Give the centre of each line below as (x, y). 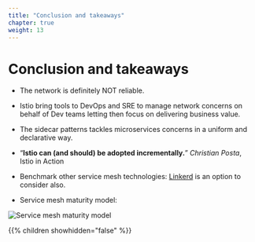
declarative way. (46, 137)
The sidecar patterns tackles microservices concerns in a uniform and (133, 130)
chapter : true (31, 23)
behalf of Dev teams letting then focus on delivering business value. (130, 114)
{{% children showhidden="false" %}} (70, 231)
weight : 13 (26, 30)
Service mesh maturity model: (68, 200)
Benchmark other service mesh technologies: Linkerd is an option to (130, 177)
